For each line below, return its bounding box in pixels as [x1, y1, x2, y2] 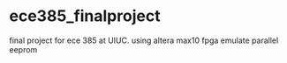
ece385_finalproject [9, 6, 161, 26]
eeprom [9, 44, 38, 54]
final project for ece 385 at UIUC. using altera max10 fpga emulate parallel [9, 35, 279, 45]
